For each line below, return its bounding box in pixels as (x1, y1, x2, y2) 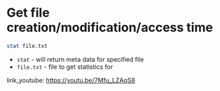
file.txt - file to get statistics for (16, 63, 114, 71)
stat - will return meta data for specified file (16, 55, 144, 63)
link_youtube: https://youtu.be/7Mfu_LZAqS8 (6, 76, 136, 84)
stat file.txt (6, 42, 48, 49)
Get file (6, 5, 50, 21)
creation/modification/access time (6, 19, 213, 35)
